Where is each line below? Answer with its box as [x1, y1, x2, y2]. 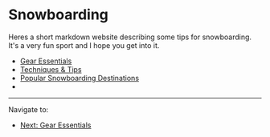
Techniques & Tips [19, 64, 82, 74]
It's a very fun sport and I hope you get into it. [8, 40, 160, 50]
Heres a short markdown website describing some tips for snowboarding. [8, 32, 252, 42]
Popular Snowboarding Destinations [19, 73, 139, 83]
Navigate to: [8, 104, 49, 114]
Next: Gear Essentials [19, 120, 92, 130]
